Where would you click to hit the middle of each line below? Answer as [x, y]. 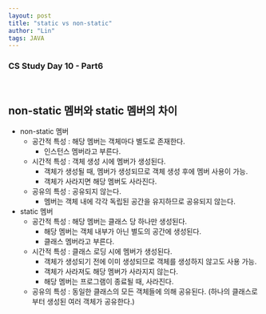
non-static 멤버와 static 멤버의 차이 [93, 110]
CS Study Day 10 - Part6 [56, 66]
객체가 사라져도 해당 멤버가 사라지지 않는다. [111, 272]
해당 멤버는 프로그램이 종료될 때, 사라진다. [109, 282]
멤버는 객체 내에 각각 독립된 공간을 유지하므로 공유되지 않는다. [139, 202]
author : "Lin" [32, 30]
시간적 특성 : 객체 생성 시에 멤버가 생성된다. [99, 162]
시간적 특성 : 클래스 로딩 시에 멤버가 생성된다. [102, 252]
